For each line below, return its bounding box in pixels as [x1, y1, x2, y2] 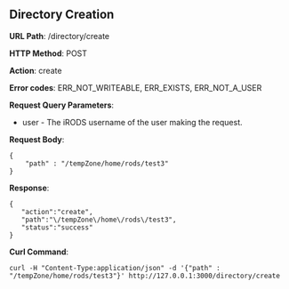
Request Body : [9, 133, 65, 145]
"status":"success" [20, 222, 93, 232]
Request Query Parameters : [9, 100, 114, 110]
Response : [9, 182, 50, 193]
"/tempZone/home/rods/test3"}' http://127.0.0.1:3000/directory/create [9, 271, 280, 280]
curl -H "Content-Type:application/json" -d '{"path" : [9, 263, 221, 272]
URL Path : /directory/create [9, 30, 110, 41]
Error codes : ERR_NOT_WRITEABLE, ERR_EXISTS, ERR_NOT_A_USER [9, 82, 262, 92]
